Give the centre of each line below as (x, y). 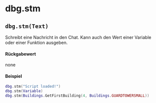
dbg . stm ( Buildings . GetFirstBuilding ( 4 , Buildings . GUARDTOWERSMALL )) (77, 96)
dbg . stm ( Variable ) (24, 91)
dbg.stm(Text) (27, 26)
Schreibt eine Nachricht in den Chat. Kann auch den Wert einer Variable (78, 37)
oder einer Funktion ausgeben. (36, 43)
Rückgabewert (21, 54)
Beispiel (14, 76)
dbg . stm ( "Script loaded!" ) (33, 87)
